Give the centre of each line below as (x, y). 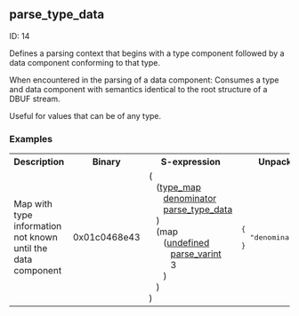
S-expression (190, 162)
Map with (33, 204)
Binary (107, 162)
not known (36, 237)
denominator (190, 199)
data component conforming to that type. (85, 62)
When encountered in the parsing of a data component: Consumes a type (144, 80)
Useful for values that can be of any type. (85, 115)
